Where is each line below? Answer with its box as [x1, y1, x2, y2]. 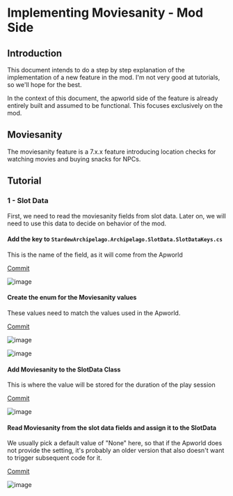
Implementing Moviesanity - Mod [7, 5, 204, 21]
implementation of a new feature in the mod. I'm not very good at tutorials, [7, 73, 220, 81]
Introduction [7, 47, 63, 59]
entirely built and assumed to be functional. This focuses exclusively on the [7, 102, 223, 109]
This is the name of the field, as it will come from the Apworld [7, 250, 183, 259]
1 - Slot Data [7, 196, 49, 206]
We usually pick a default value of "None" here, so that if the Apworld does [7, 439, 223, 447]
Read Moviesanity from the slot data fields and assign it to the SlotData [7, 423, 217, 432]
